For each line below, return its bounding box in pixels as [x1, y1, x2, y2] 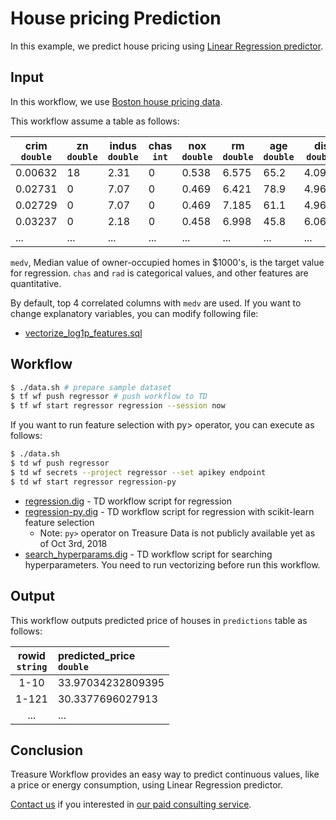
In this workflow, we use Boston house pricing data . [10, 95, 223, 107]
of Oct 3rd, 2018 [39, 537, 108, 549]
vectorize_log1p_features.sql [24, 327, 143, 339]
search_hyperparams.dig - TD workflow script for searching [24, 548, 273, 560]
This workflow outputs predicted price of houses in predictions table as [10, 614, 308, 626]
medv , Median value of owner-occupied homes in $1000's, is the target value [10, 256, 325, 268]
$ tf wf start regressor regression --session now [10, 401, 226, 411]
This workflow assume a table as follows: [10, 115, 180, 127]
